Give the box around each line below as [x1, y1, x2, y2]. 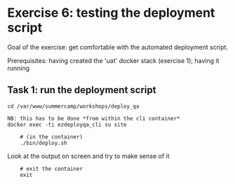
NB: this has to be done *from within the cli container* [7, 115, 180, 122]
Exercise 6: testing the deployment [7, 5, 215, 21]
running [7, 64, 30, 72]
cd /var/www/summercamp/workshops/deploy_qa [7, 103, 140, 110]
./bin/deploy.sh [20, 139, 68, 146]
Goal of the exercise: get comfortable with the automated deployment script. [7, 43, 229, 51]
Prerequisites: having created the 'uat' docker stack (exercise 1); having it [7, 56, 220, 64]
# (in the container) [20, 133, 83, 141]
